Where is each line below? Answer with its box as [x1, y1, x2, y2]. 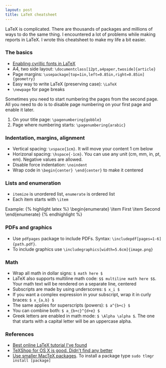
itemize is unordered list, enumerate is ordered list [12, 191, 115, 197]
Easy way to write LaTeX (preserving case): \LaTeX [12, 81, 117, 87]
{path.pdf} [12, 242, 36, 247]
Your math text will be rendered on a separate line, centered [12, 281, 137, 287]
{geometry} [12, 76, 36, 81]
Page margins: [12, 71, 43, 77]
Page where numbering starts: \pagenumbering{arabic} [12, 122, 126, 128]
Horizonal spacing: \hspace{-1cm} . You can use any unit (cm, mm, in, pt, [12, 151, 161, 157]
